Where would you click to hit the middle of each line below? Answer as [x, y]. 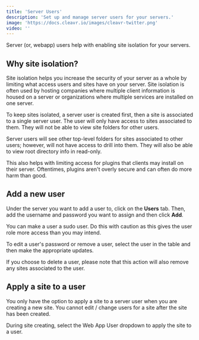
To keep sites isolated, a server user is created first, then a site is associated [99, 115]
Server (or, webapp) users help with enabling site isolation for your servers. [98, 45]
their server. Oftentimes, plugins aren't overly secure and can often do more [99, 169]
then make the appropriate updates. [50, 250]
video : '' [18, 28]
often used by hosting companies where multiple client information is [91, 91]
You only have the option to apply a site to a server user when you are [92, 301]
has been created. [28, 314]
